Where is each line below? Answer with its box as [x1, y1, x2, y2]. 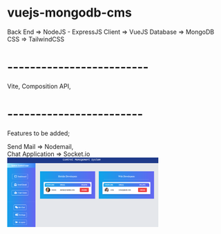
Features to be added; [7, 129, 70, 137]
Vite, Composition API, [7, 81, 71, 90]
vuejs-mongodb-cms [7, 5, 133, 21]
